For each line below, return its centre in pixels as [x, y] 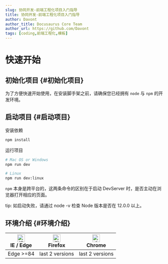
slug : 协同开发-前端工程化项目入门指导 [41, 10]
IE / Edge [21, 245]
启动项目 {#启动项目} [38, 117]
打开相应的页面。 [32, 195]
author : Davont [21, 19]
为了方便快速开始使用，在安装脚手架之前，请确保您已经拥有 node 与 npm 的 [82, 93]
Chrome [96, 245]
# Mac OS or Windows [27, 160]
